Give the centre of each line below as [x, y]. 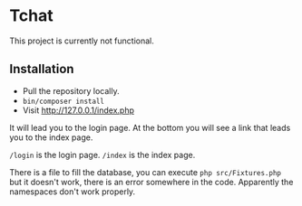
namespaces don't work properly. [73, 192]
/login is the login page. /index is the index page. [102, 154]
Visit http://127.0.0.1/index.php [78, 110]
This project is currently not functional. [82, 41]
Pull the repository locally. [71, 90]
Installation [42, 69]
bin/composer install [63, 101]
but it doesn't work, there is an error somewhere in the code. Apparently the [151, 182]
